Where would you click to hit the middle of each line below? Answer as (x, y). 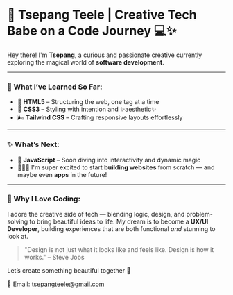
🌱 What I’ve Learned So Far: (55, 87)
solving (18, 221)
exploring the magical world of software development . (86, 62)
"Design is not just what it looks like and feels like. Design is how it (119, 249)
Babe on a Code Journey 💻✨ (92, 31)
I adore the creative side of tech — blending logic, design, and (96, 214)
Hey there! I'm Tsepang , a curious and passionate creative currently (105, 55)
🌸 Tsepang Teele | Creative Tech (102, 15)
